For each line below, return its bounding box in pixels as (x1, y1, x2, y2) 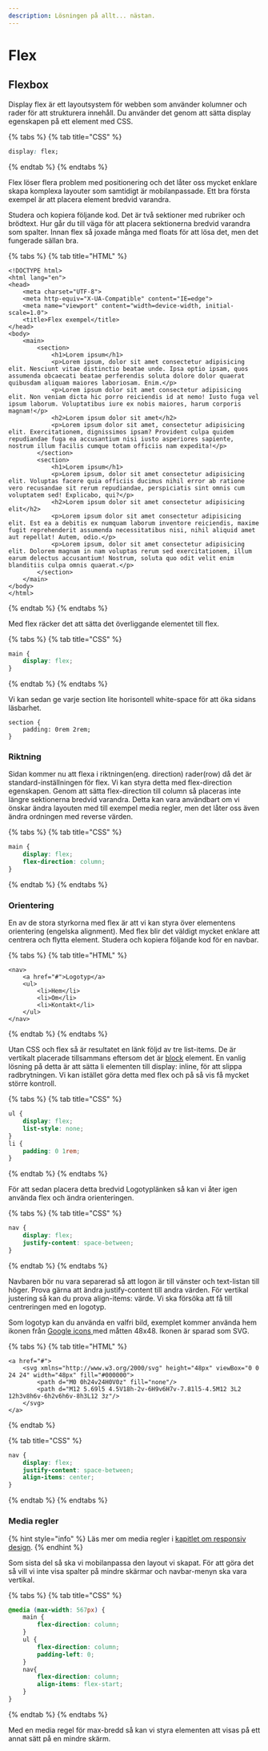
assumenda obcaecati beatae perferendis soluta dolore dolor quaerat (8, 372, 246, 380)
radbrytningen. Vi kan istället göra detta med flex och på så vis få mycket (8, 1071, 250, 1080)
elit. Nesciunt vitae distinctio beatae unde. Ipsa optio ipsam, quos (8, 365, 249, 373)
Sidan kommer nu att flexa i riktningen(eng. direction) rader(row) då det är (8, 769, 252, 779)
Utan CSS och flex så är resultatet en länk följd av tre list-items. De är (8, 1045, 237, 1055)
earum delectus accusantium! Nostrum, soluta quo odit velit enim (8, 554, 234, 562)
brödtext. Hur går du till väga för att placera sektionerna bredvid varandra (8, 218, 250, 228)
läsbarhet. (8, 703, 42, 713)
